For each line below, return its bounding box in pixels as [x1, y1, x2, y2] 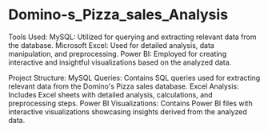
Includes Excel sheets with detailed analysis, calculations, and [8, 89, 214, 99]
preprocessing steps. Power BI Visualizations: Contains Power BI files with [8, 98, 254, 108]
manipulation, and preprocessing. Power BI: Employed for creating [8, 49, 226, 58]
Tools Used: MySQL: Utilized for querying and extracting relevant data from [8, 32, 257, 42]
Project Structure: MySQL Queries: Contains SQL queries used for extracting [8, 73, 261, 82]
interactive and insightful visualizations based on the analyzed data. [8, 58, 232, 67]
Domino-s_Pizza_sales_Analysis [8, 6, 229, 24]
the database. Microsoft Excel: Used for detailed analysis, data [8, 40, 214, 50]
